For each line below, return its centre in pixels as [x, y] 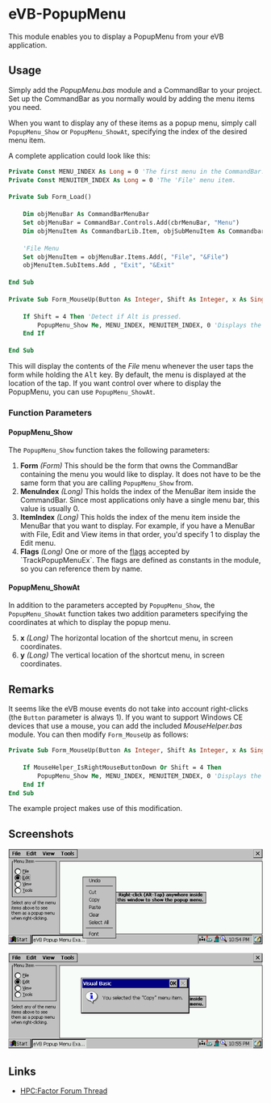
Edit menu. [38, 543]
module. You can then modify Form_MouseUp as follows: [99, 735]
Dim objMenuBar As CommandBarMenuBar [86, 214]
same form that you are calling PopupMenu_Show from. [106, 483]
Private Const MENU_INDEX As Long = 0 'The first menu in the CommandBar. [137, 171]
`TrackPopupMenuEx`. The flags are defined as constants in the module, [140, 560]
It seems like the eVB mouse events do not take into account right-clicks [128, 709]
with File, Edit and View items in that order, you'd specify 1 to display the [140, 535]
